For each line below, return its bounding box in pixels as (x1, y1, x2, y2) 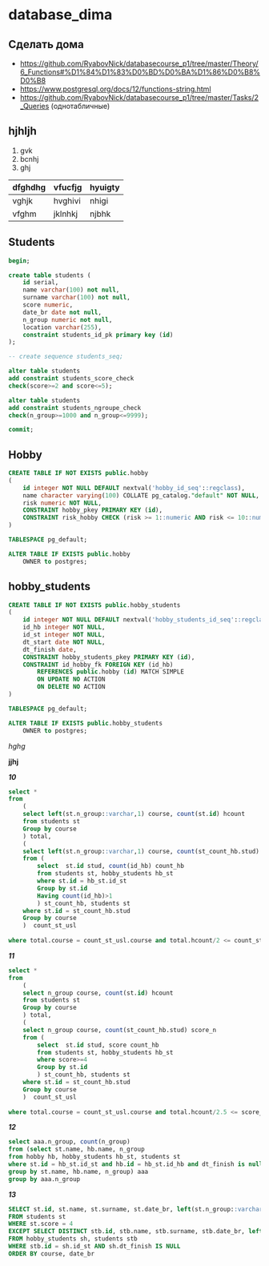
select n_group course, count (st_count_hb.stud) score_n (22, 1026, 217, 1034)
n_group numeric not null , (22, 315, 113, 324)
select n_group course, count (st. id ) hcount (22, 989, 174, 997)
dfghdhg (12, 182, 46, 193)
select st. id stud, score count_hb (37, 1041, 159, 1049)
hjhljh (8, 124, 38, 138)
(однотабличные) (50, 102, 110, 111)
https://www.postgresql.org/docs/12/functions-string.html (19, 84, 211, 94)
